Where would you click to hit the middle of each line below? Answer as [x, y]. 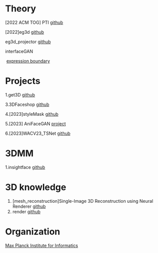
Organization [33, 231]
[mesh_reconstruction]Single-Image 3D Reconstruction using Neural [83, 201]
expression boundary [28, 61]
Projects [23, 81]
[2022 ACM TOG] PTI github [34, 22]
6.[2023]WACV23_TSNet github [38, 133]
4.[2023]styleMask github [32, 114]
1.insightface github [25, 167]
